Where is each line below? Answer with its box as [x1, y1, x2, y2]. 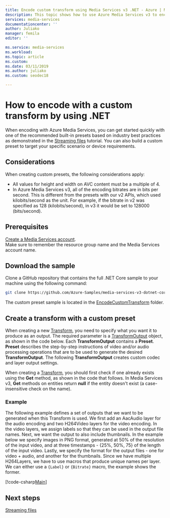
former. [5, 469, 21, 475]
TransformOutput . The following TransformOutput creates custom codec [5, 354, 160, 360]
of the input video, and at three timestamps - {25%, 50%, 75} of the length [5, 442, 161, 449]
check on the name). [28, 386, 72, 392]
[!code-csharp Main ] [5, 479, 47, 485]
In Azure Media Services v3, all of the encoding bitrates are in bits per [12, 186, 158, 193]
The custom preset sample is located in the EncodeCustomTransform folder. [5, 300, 164, 306]
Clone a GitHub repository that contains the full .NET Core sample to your [5, 275, 158, 281]
